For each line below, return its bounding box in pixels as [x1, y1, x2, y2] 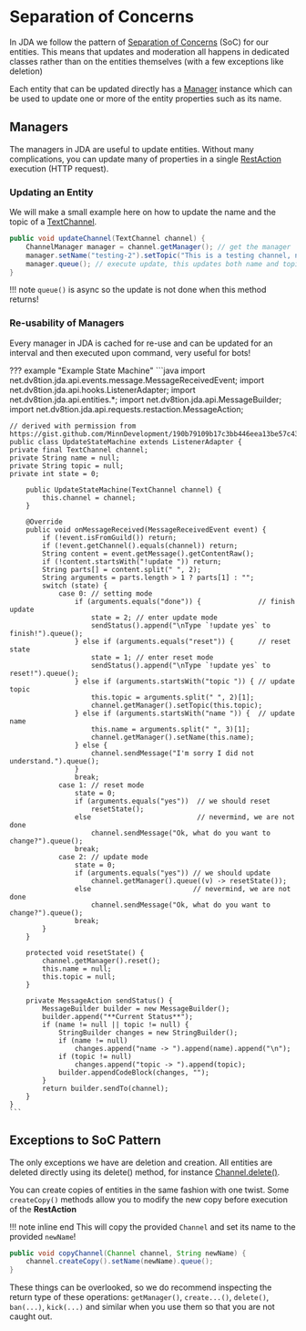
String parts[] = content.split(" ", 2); [42, 565, 202, 574]
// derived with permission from [9, 421, 137, 431]
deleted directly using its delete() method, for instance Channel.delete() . [9, 1166, 280, 1178]
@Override [25, 517, 64, 526]
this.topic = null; [42, 972, 117, 982]
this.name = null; [42, 964, 112, 973]
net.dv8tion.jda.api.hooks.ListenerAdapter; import [9, 384, 196, 395]
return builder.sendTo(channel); [42, 1084, 169, 1093]
